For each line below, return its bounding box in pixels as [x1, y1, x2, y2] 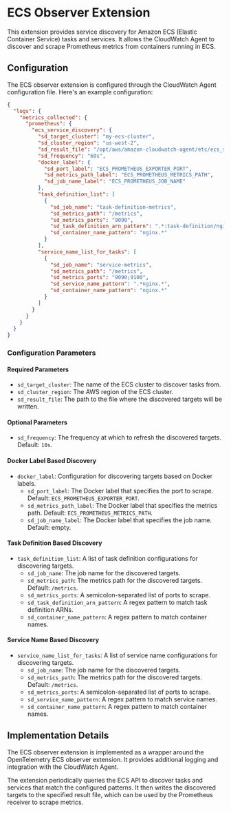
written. [16, 402, 39, 411]
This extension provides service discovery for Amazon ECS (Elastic [7, 28, 198, 36]
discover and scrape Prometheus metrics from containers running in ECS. [7, 42, 216, 50]
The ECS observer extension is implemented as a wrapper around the [7, 748, 204, 756]
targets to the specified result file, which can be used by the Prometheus [7, 790, 213, 799]
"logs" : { [13, 107, 41, 114]
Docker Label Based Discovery [7, 457, 97, 465]
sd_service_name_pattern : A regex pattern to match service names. [27, 695, 218, 703]
